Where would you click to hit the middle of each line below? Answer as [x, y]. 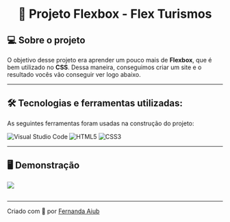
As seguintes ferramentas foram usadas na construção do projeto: [101, 123]
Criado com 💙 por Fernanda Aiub [53, 211]
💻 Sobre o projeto [46, 40]
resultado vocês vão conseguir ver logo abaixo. [74, 74]
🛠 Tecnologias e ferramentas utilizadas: [95, 103]
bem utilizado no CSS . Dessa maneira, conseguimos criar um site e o [104, 67]
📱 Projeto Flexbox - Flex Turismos [115, 14]
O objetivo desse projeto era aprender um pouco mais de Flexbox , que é [110, 60]
